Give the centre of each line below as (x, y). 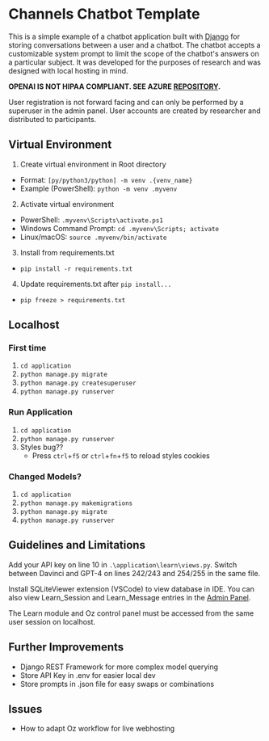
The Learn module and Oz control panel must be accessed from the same (131, 613)
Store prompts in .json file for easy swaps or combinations (117, 684)
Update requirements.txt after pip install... (96, 284)
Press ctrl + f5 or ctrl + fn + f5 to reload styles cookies (121, 455)
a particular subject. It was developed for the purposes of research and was (134, 62)
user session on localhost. (52, 621)
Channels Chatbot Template (104, 14)
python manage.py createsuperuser (78, 383)
